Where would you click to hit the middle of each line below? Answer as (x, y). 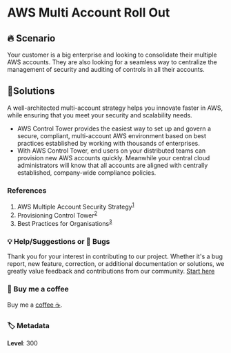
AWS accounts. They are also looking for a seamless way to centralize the (112, 62)
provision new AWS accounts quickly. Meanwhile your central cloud (113, 158)
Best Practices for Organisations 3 (64, 223)
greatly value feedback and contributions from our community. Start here (111, 271)
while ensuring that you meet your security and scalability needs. (100, 115)
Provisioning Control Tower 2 (57, 214)
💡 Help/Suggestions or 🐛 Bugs (59, 241)
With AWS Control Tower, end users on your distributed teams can (111, 151)
